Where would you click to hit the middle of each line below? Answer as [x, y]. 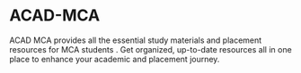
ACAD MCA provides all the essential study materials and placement [136, 40]
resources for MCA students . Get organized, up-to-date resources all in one [150, 49]
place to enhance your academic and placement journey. [115, 59]
